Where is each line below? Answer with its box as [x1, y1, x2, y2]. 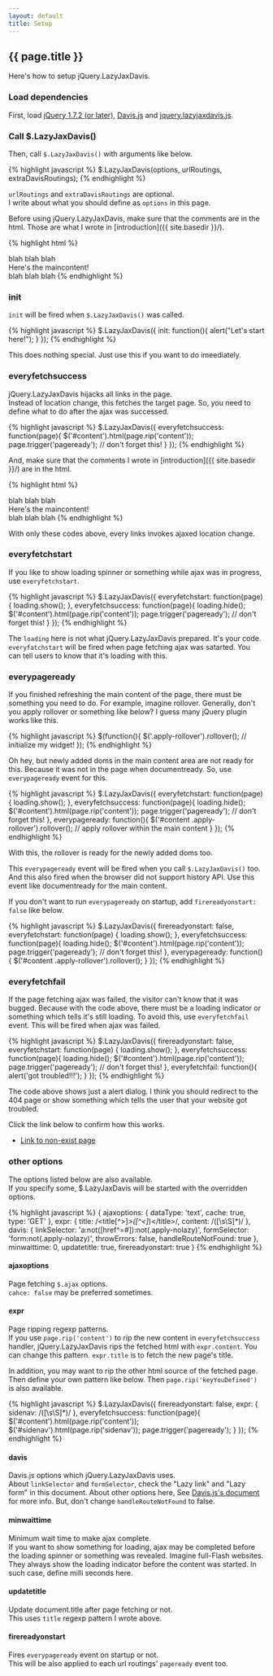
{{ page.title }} [8, 50, 84, 64]
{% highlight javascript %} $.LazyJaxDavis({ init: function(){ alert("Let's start [8, 326, 265, 336]
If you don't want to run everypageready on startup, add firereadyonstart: [8, 897, 257, 906]
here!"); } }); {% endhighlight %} [8, 335, 116, 344]
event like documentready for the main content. [8, 881, 168, 891]
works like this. [8, 716, 59, 726]
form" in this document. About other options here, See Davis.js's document [8, 1488, 260, 1498]
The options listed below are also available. [8, 1174, 153, 1184]
